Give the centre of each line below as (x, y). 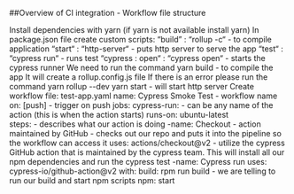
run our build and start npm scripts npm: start (92, 180)
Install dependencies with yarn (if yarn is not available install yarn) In (134, 30)
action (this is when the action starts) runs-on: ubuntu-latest (119, 115)
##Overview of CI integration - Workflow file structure (108, 13)
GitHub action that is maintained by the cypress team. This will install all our (147, 152)
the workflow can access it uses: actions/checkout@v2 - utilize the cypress (147, 143)
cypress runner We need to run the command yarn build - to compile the (141, 67)
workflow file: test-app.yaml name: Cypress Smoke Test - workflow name (143, 96)
